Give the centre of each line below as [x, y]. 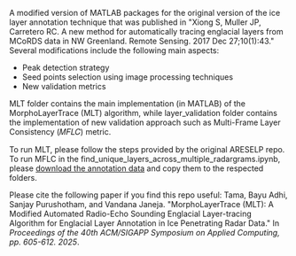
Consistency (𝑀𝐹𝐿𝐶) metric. [60, 132]
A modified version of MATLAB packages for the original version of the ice [145, 13]
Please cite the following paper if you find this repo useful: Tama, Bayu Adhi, [148, 195]
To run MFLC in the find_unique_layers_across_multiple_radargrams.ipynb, [145, 159]
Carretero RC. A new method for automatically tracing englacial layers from [146, 31]
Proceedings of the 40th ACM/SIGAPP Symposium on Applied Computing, [145, 233]
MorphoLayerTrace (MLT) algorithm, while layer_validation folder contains [143, 113]
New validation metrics [64, 86]
